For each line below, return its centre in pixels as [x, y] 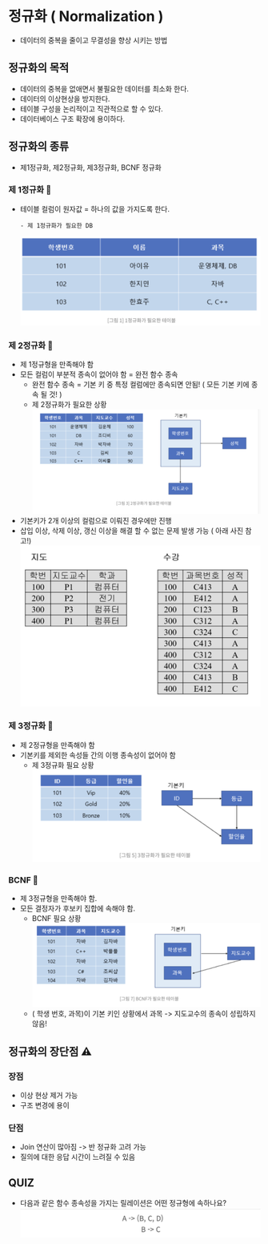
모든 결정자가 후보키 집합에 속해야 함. [78, 909]
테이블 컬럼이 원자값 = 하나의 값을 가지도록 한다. [95, 208]
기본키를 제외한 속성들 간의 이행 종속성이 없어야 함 [98, 755]
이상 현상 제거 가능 [49, 1096]
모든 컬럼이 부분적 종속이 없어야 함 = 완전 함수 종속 [99, 374]
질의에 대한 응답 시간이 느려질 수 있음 [78, 1157]
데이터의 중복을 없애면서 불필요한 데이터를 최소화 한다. [104, 88]
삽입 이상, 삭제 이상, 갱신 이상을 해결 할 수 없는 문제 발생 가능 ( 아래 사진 [132, 531]
